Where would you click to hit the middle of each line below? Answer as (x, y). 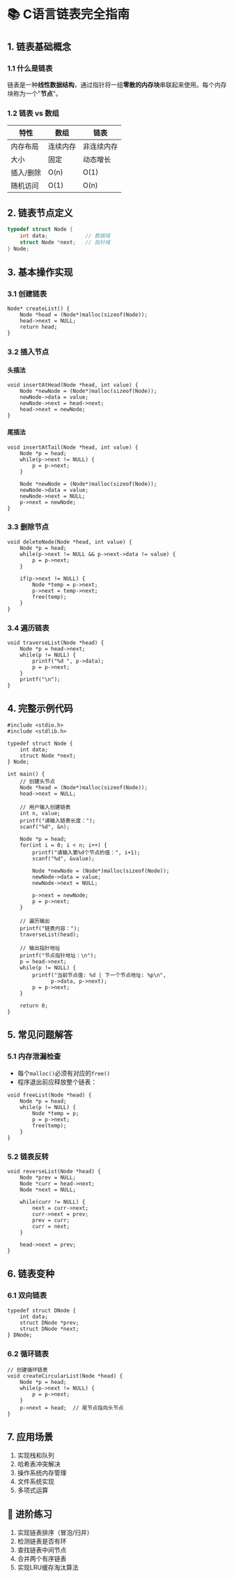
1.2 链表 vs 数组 (33, 113)
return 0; (34, 1006)
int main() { (26, 774)
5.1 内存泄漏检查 (34, 1057)
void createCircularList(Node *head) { (65, 1376)
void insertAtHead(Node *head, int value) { (73, 385)
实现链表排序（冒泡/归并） (55, 1532)
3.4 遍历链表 (29, 627)
